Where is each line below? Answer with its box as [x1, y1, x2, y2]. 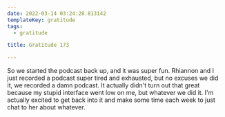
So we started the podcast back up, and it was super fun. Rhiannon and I [7, 67, 215, 75]
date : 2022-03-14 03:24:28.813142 [7, 10, 107, 17]
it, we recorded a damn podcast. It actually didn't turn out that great [7, 81, 200, 89]
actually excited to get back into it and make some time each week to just [7, 96, 216, 104]
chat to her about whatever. [7, 103, 86, 111]
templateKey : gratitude [7, 17, 76, 23]
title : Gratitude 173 [7, 42, 70, 49]
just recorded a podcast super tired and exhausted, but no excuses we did [7, 74, 219, 83]
